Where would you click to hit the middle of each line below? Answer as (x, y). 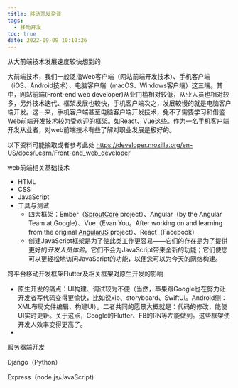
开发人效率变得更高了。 (52, 325)
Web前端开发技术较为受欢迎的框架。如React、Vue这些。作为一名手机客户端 (118, 121)
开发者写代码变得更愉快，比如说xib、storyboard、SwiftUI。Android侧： (122, 298)
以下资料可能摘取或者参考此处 (51, 145)
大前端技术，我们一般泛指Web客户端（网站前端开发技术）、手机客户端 (109, 77)
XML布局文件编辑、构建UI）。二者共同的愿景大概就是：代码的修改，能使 (123, 307)
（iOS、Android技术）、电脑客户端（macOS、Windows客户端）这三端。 (112, 85)
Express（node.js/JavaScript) (51, 377)
